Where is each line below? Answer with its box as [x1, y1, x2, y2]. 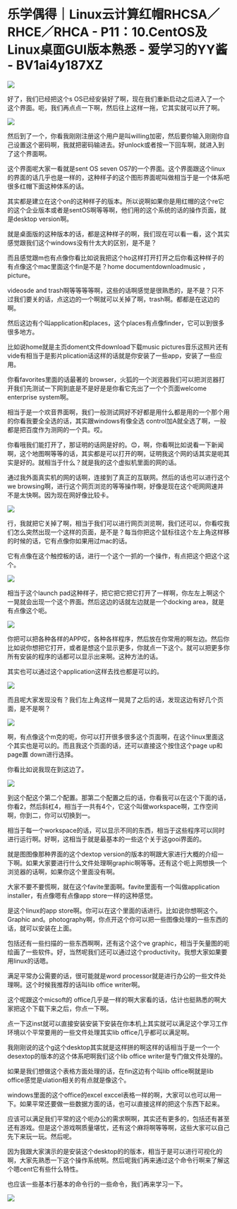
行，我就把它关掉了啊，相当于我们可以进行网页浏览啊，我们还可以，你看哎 [7, 519, 224, 527]
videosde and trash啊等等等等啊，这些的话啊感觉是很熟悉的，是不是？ [7, 286, 212, 294]
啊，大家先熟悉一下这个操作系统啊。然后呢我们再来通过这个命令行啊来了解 [7, 1155, 224, 1165]
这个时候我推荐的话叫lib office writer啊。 [25, 980, 145, 989]
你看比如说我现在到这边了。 [7, 765, 88, 774]
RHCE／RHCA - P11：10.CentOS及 [7, 24, 208, 40]
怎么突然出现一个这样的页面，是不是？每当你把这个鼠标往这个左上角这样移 [13, 527, 230, 536]
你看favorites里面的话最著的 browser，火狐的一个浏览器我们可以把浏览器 [7, 375, 219, 383]
